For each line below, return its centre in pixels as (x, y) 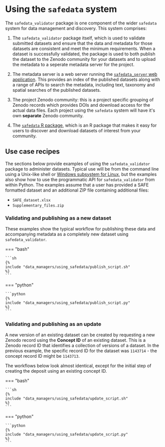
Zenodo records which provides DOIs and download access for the (81, 105)
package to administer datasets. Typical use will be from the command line (82, 169)
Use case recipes (32, 151)
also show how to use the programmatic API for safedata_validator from (80, 179)
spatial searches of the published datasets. (57, 90)
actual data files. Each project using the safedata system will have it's (84, 110)
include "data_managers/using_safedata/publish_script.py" (68, 303)
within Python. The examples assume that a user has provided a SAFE (77, 185)
